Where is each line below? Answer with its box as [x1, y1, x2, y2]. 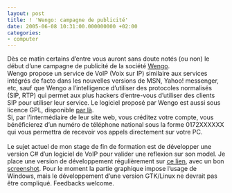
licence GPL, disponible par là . [7, 106, 94, 114]
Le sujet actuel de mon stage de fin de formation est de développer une [7, 143, 212, 151]
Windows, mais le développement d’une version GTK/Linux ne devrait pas [7, 172, 218, 180]
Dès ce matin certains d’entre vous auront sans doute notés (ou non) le [7, 54, 210, 63]
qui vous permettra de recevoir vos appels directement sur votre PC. [7, 128, 203, 136]
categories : [7, 29, 42, 37]
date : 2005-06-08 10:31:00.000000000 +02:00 [7, 23, 138, 30]
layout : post [7, 10, 45, 17]
